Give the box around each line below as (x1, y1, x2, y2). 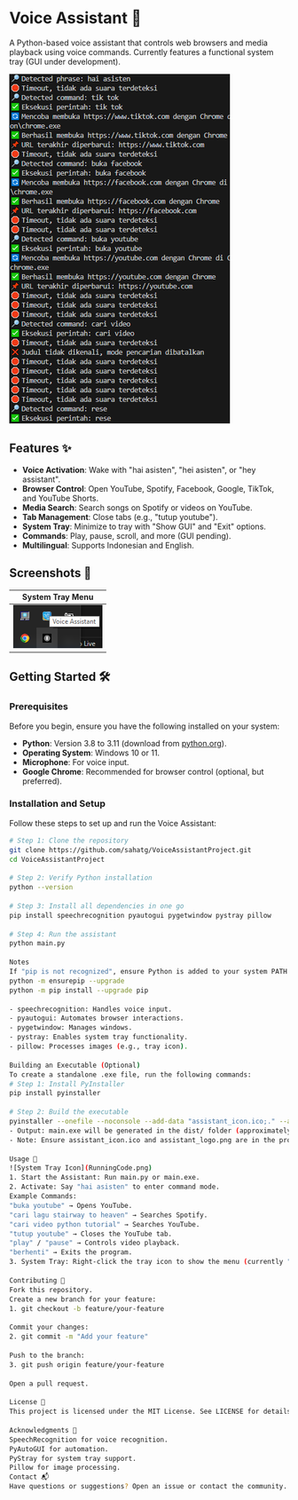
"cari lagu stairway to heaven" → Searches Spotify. (9, 1211, 208, 1220)
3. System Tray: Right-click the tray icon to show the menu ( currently (9, 1258, 284, 1267)
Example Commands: (9, 1192, 77, 1201)
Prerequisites (9, 700, 68, 713)
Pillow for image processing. (9, 1464, 122, 1472)
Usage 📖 (9, 1154, 38, 1164)
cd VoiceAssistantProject (9, 855, 105, 864)
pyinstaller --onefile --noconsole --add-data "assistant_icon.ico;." (9, 1117, 276, 1126)
